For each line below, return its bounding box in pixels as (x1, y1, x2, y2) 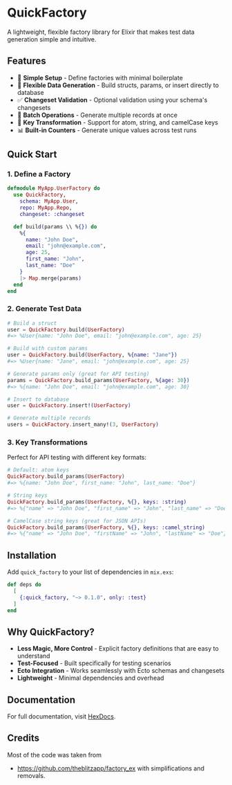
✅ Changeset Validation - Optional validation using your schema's (17, 96, 208, 104)
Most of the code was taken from (7, 750, 102, 759)
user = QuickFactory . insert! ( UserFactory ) (7, 402, 131, 409)
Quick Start (7, 149, 57, 161)
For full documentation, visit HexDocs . (7, 712, 116, 721)
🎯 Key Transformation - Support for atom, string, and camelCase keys (17, 118, 219, 126)
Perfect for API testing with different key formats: (7, 453, 147, 462)
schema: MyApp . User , (19, 198, 79, 205)
